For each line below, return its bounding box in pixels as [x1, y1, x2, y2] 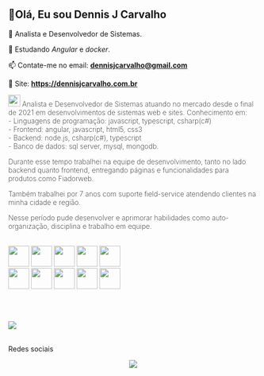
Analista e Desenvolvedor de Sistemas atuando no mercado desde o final [21, 99, 254, 108]
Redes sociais [8, 343, 54, 354]
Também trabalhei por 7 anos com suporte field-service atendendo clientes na [8, 188, 256, 199]
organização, [8, 221, 50, 231]
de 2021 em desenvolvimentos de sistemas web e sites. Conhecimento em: [8, 107, 248, 117]
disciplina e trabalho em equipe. [51, 221, 152, 231]
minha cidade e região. [8, 197, 81, 207]
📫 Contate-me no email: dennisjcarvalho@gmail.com [8, 60, 188, 70]
